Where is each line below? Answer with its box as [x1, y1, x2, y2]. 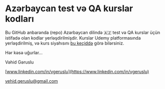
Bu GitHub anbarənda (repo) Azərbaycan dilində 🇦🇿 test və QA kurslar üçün [5, 29, 161, 35]
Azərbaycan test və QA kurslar [5, 3, 133, 14]
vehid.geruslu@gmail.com [5, 78, 58, 84]
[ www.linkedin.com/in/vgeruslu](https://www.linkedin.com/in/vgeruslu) [5, 68, 149, 74]
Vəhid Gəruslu [5, 59, 34, 65]
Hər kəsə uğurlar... [5, 49, 43, 55]
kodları [5, 13, 34, 24]
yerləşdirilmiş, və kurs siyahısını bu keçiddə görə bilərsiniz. [5, 40, 125, 46]
